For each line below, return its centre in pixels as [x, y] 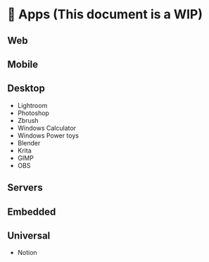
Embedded [32, 212]
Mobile [23, 64]
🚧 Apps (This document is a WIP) [105, 14]
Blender [29, 143]
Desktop [26, 89]
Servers [25, 187]
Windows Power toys [48, 135]
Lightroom [32, 105]
